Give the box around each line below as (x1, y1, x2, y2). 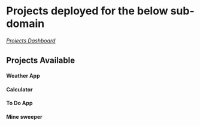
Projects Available (6, 56, 75, 66)
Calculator (6, 85, 33, 93)
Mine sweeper (6, 113, 43, 120)
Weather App (6, 72, 40, 79)
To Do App (6, 100, 33, 107)
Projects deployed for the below (6, 4, 169, 18)
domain (6, 17, 45, 30)
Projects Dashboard (6, 37, 56, 44)
